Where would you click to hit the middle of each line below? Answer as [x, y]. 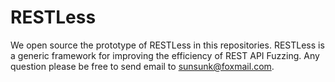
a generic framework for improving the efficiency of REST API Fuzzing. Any [165, 55]
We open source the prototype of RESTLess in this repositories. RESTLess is [167, 45]
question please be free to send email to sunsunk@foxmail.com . [142, 66]
